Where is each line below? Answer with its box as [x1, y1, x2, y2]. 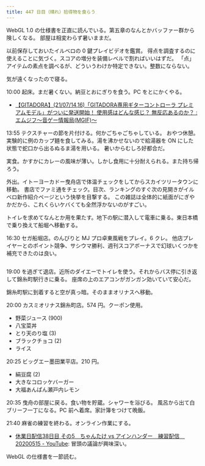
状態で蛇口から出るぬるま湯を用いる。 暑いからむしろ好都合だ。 [6, 144, 168, 152]
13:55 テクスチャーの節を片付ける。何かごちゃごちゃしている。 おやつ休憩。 [6, 129, 199, 136]
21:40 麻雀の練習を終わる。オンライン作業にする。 [6, 419, 134, 426]
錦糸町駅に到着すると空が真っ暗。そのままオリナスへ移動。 [6, 288, 156, 295]
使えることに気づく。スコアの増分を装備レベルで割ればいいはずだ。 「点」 [6, 54, 195, 62]
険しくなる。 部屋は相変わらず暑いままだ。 [6, 34, 115, 41]
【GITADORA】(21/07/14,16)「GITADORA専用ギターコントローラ [15, 101, 176, 108]
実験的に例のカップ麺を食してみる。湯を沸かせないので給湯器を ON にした [6, 136, 194, 144]
